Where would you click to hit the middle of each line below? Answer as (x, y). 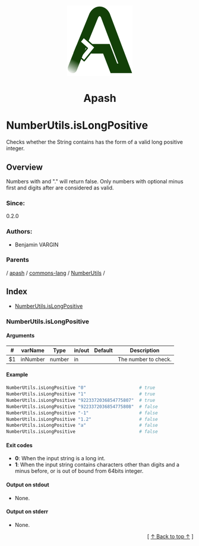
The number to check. (145, 359)
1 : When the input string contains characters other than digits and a (97, 465)
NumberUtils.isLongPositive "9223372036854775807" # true (81, 400)
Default (103, 351)
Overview (25, 167)
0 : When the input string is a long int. (60, 458)
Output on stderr (27, 511)
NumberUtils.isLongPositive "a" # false (82, 425)
